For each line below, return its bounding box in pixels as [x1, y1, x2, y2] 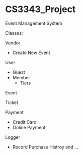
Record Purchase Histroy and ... [12, 144, 79, 150]
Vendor [5, 39, 21, 46]
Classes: [5, 30, 23, 36]
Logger [5, 134, 20, 140]
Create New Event [12, 49, 50, 56]
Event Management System [5, 20, 62, 26]
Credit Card [12, 119, 37, 125]
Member [12, 74, 30, 80]
